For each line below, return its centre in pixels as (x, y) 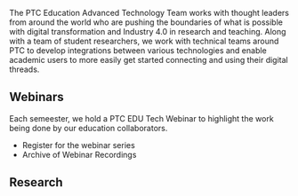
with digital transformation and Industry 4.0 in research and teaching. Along (148, 31)
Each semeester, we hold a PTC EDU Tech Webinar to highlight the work (141, 118)
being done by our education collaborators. (89, 128)
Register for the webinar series (78, 145)
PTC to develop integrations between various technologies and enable (138, 51)
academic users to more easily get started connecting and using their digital (149, 60)
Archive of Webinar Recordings (79, 154)
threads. (24, 69)
